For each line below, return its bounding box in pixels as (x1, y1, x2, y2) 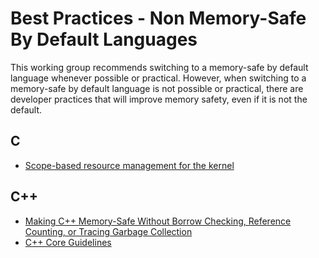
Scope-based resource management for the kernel (24, 159, 235, 171)
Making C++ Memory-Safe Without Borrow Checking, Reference (24, 215, 292, 227)
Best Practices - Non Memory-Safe (10, 7, 307, 30)
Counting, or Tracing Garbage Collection (24, 225, 193, 237)
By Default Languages (10, 28, 198, 51)
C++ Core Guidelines (24, 236, 112, 248)
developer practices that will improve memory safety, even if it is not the (10, 93, 308, 105)
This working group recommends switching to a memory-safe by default (10, 61, 309, 73)
